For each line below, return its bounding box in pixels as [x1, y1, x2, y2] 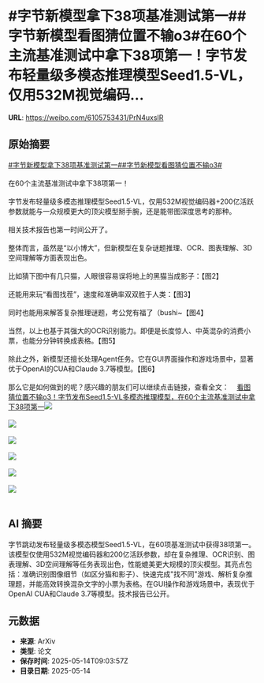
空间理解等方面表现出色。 [8, 253, 91, 262]
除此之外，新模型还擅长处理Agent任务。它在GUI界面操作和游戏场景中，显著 [8, 354, 254, 363]
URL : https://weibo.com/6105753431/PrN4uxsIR [8, 112, 164, 122]
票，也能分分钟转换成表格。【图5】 [8, 336, 120, 345]
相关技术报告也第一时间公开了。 [8, 224, 112, 234]
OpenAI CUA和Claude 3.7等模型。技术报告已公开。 [8, 589, 174, 599]
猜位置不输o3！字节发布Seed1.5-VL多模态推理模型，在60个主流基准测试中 [8, 392, 249, 401]
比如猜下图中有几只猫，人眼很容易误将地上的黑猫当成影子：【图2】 [8, 271, 223, 280]
